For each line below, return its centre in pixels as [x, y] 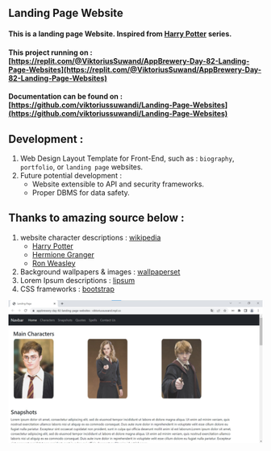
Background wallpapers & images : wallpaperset [100, 271]
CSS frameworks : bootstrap [67, 289]
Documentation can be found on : [66, 97]
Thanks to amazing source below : [96, 218]
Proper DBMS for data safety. [81, 192]
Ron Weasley [54, 263]
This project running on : [50, 52]
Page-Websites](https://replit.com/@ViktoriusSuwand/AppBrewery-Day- [135, 69]
